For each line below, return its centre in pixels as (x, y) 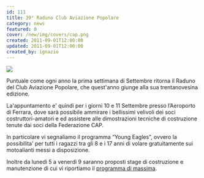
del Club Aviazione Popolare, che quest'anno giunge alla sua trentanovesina (102, 87)
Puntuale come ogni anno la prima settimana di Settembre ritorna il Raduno (101, 81)
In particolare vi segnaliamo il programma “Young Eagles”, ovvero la (92, 137)
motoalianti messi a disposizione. (48, 150)
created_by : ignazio (33, 52)
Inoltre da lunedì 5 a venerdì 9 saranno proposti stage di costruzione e (95, 161)
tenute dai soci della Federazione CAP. (55, 125)
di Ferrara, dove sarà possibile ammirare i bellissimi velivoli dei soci (91, 112)
